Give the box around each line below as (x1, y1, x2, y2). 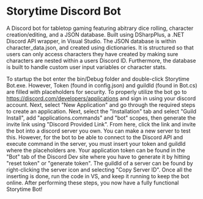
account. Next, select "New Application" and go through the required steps (6, 101, 196, 108)
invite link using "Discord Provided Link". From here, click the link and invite (6, 120, 196, 128)
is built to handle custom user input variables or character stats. (6, 63, 167, 71)
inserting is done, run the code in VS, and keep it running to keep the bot (6, 172, 190, 179)
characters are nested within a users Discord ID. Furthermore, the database (6, 57, 196, 64)
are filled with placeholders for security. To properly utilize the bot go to (6, 88, 187, 95)
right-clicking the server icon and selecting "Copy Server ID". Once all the (6, 166, 193, 173)
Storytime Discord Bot (6, 4, 121, 18)
